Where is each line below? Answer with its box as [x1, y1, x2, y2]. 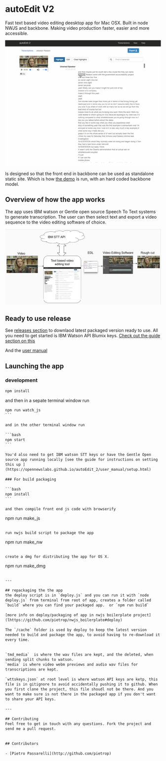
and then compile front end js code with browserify [5, 506, 116, 511]
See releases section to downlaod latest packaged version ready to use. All [5, 327, 158, 333]
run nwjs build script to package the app [5, 530, 94, 535]
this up [5, 462, 21, 467]
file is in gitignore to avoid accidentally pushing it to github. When [5, 681, 158, 687]
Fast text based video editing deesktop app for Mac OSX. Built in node [5, 20, 148, 26]
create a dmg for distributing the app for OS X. [5, 554, 110, 559]
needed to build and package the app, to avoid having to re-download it [5, 632, 161, 637]
